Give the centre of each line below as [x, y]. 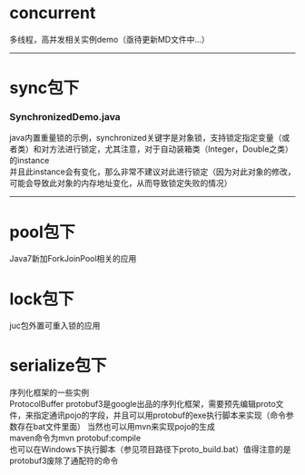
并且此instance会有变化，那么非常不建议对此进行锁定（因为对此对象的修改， [152, 172]
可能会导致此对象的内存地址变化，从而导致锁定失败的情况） [121, 183]
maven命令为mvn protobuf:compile [75, 438]
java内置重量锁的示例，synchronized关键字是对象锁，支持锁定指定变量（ [146, 138]
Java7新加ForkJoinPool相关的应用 [73, 259]
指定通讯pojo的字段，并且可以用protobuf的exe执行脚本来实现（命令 [159, 415]
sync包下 [44, 88]
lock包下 [42, 299]
